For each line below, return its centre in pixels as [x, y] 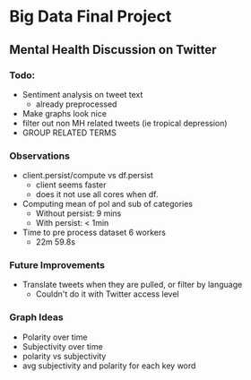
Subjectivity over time [62, 346]
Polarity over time [55, 337]
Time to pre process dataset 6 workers [94, 233]
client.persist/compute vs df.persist [88, 176]
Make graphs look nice [65, 113]
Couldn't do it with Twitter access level [107, 294]
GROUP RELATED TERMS [69, 133]
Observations [39, 156]
